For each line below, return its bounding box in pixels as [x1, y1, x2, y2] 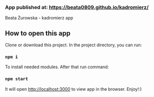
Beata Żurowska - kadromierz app [5, 15, 74, 21]
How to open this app [5, 29, 71, 38]
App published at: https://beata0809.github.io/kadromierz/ [5, 4, 149, 11]
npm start [5, 76, 28, 82]
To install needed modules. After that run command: [5, 64, 109, 70]
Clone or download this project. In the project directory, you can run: [5, 42, 142, 48]
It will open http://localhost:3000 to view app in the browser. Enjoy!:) [5, 86, 142, 92]
